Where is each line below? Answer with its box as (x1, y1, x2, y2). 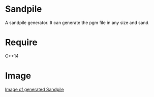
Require (5, 37, 38, 48)
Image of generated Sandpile (5, 86, 64, 92)
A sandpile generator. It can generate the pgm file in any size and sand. (5, 20, 150, 25)
